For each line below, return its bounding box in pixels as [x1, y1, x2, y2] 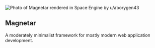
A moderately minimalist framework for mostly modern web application [5, 32, 151, 38]
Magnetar [5, 19, 36, 27]
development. [5, 37, 33, 43]
